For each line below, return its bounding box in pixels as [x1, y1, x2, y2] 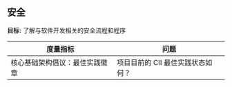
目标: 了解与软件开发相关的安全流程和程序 [7, 26, 126, 35]
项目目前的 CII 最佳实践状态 [116, 57, 206, 67]
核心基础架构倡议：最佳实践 [10, 57, 101, 67]
